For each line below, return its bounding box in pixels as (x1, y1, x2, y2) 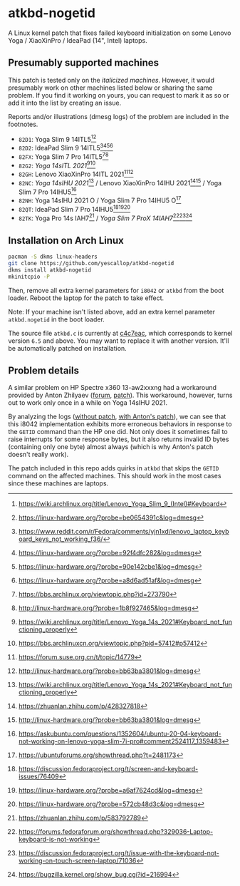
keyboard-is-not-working (18, 835, 93, 844)
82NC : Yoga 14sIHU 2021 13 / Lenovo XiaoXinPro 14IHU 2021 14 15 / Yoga (18, 177, 222, 187)
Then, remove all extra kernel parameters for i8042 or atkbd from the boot (8, 286, 224, 294)
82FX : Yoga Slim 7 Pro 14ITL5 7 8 (18, 151, 109, 161)
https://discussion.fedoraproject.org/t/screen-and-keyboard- (18, 765, 199, 773)
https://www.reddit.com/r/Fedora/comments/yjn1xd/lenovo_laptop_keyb (18, 527, 230, 536)
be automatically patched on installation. (8, 344, 127, 352)
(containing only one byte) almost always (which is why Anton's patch (8, 443, 214, 451)
